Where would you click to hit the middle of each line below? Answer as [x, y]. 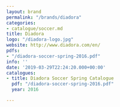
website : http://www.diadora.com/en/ [53, 45]
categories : [21, 23]
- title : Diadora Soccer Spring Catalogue [60, 78]
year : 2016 [25, 90]
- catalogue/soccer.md [34, 28]
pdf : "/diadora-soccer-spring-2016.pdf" [63, 84]
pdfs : [13, 51]
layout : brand [24, 12]
